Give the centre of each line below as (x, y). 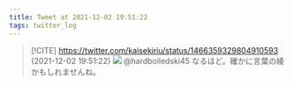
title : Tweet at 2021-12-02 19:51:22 (79, 17)
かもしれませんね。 (66, 72)
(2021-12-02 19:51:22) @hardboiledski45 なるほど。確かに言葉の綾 (158, 60)
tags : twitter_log (43, 25)
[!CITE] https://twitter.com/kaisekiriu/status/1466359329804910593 (154, 50)
